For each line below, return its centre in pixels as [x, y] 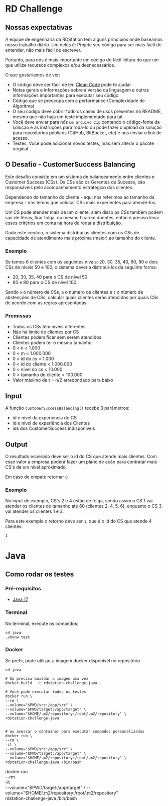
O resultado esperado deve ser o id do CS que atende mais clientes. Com [81, 457]
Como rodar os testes [40, 574]
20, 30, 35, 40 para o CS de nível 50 [50, 277]
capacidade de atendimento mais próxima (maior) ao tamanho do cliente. [81, 238]
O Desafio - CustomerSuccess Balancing [70, 165]
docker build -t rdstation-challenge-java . [53, 683]
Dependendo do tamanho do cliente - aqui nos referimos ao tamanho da [80, 197]
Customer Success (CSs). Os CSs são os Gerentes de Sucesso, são [75, 182]
